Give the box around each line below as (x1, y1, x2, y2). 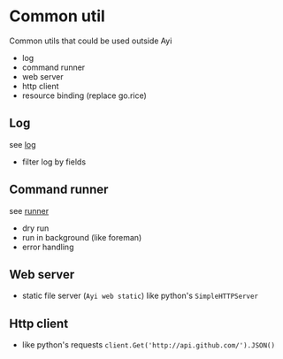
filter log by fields (21, 157, 87, 167)
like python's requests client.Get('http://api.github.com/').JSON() (21, 340, 276, 350)
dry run (21, 223, 50, 233)
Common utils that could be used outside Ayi (9, 35, 172, 46)
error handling (21, 241, 74, 252)
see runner (9, 205, 50, 216)
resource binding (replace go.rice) (21, 90, 148, 101)
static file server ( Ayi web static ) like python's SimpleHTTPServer (21, 290, 259, 302)
